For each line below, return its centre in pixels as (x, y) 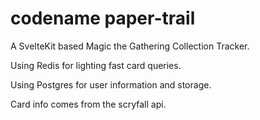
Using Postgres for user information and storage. (111, 84)
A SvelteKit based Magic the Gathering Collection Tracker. (130, 46)
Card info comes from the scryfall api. (88, 104)
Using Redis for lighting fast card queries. (96, 65)
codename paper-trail (103, 18)
